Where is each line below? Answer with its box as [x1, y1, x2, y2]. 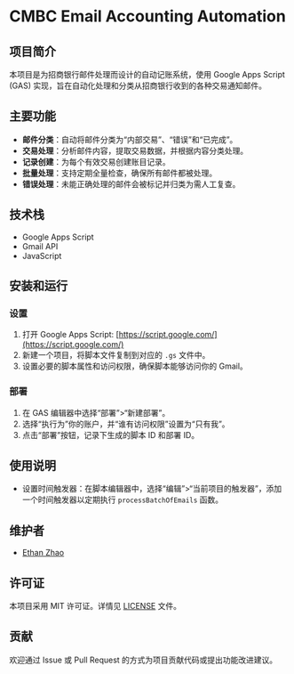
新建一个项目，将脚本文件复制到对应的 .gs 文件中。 [21, 350, 211, 361]
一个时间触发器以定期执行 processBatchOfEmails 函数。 [21, 494, 224, 505]
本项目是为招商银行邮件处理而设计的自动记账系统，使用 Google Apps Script [9, 69, 286, 79]
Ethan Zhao [21, 548, 65, 558]
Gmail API [21, 240, 59, 251]
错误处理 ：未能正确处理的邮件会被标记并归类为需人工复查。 [21, 178, 241, 189]
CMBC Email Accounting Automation [9, 6, 286, 27]
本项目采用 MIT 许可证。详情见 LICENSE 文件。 [9, 601, 182, 612]
